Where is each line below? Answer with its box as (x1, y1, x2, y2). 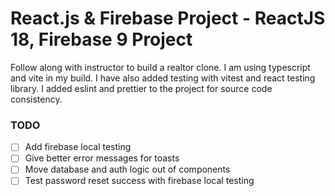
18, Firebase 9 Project (10, 28, 193, 51)
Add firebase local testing (24, 141, 132, 153)
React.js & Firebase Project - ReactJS (10, 7, 326, 30)
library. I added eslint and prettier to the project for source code (10, 82, 273, 94)
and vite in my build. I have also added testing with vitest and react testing (10, 72, 316, 84)
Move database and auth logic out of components (24, 163, 231, 176)
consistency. (10, 93, 63, 105)
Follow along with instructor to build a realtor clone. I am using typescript (10, 61, 311, 73)
